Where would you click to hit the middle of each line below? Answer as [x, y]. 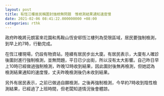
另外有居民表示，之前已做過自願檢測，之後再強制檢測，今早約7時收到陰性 [79, 83]
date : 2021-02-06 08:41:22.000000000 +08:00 [51, 19]
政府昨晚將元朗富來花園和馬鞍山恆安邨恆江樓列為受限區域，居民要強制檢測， [82, 38]
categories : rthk [23, 23]
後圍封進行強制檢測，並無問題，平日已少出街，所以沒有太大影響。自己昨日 [80, 60]
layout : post [18, 10]
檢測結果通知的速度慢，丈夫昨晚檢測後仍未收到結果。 [59, 72]
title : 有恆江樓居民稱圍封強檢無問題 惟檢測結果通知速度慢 [58, 14]
